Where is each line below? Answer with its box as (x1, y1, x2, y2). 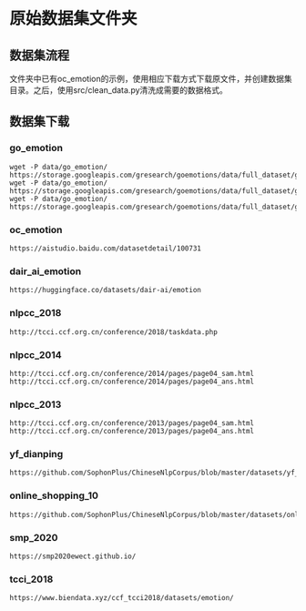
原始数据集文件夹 (9, 8, 138, 29)
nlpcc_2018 (9, 307, 62, 320)
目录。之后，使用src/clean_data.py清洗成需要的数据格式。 (9, 85, 228, 96)
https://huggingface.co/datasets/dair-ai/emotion (9, 286, 202, 295)
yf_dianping (9, 448, 64, 461)
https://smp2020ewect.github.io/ (9, 552, 137, 561)
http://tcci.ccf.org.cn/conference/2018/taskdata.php (9, 327, 219, 337)
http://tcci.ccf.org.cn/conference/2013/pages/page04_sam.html (9, 419, 255, 428)
